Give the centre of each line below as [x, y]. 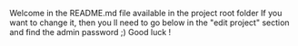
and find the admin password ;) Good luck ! [90, 32]
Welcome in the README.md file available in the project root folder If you [146, 13]
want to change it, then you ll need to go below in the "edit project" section [149, 23]
